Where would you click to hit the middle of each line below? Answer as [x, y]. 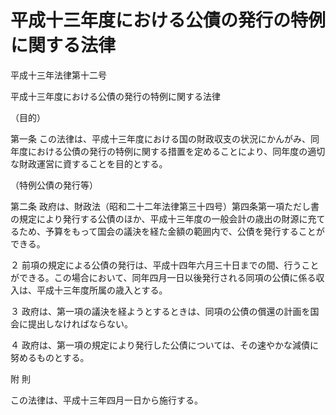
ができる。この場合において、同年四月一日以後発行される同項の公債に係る [163, 277]
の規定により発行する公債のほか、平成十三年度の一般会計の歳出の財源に [159, 218]
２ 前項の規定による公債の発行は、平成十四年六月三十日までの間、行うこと [165, 265]
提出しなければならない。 [80, 323]
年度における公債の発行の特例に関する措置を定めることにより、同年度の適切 [168, 151]
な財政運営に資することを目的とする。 [89, 163]
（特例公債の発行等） [54, 185]
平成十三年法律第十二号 [58, 75]
